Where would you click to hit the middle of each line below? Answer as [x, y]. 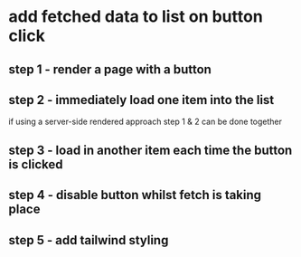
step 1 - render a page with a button [110, 69]
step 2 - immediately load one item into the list [141, 100]
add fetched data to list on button [136, 17]
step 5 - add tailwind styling [89, 240]
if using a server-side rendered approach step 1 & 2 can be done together [145, 122]
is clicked [36, 164]
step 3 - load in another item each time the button [150, 150]
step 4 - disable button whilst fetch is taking [135, 195]
